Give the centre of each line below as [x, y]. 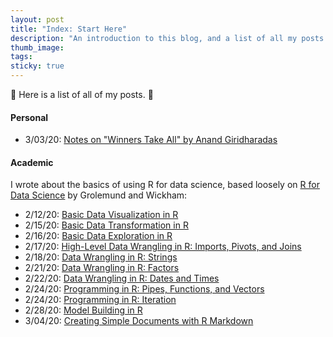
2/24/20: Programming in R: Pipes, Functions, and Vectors [144, 289]
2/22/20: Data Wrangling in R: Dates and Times [122, 278]
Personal [29, 117]
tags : [21, 57]
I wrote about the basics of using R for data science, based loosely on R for [165, 185]
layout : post [37, 19]
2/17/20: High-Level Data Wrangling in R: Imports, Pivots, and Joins [163, 247]
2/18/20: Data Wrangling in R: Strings [101, 257]
